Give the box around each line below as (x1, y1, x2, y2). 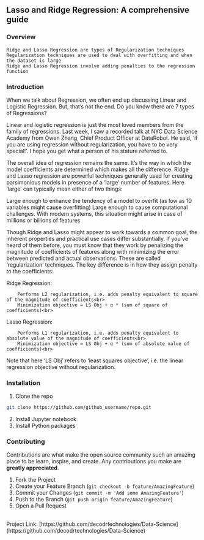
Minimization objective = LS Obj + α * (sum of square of (17, 302, 168, 308)
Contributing (6, 438, 45, 446)
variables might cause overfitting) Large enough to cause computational (6, 203, 188, 211)
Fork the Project (15, 476, 56, 484)
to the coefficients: (6, 267, 54, 275)
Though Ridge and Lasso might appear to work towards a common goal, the (6, 228, 198, 235)
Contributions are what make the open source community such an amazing (6, 451, 195, 458)
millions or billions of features (6, 216, 81, 224)
